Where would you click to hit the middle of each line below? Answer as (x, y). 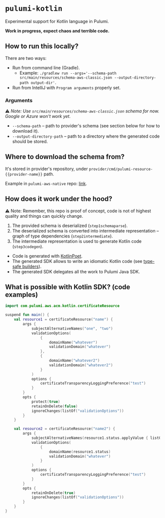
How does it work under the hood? (59, 199)
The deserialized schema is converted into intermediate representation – (85, 230)
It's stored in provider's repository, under (47, 169)
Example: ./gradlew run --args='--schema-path (68, 73)
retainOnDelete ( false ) (55, 406)
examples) (22, 295)
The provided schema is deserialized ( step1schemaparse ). (70, 226)
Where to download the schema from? (65, 157)
